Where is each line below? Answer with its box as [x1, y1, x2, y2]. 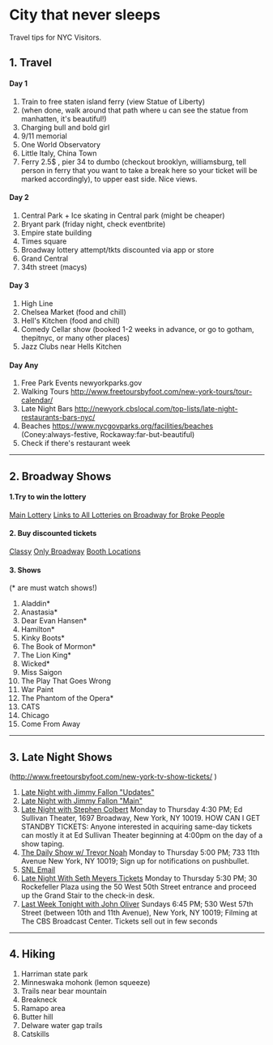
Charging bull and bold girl [20, 122, 110, 132]
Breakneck [20, 994, 58, 1005]
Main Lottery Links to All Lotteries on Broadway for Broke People [9, 510, 225, 520]
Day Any [9, 360, 39, 370]
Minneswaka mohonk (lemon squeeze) [20, 977, 151, 987]
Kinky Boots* [20, 633, 66, 643]
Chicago [20, 711, 49, 720]
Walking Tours [20, 387, 70, 397]
